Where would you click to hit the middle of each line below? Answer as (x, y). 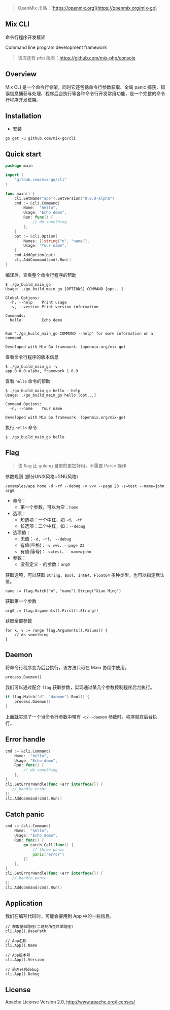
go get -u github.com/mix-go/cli (41, 139)
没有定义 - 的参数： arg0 (45, 564)
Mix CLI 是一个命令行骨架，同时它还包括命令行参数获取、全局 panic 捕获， (83, 87)
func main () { (20, 194)
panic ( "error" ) (48, 854)
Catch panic (25, 814)
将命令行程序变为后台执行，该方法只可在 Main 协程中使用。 (67, 668)
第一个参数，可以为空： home (49, 507)
